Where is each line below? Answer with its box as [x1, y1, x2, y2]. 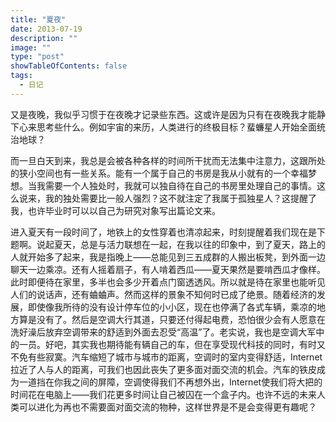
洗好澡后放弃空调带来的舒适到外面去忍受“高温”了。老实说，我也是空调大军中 [10, 326, 325, 338]
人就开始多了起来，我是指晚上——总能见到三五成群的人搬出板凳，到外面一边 [10, 251, 326, 263]
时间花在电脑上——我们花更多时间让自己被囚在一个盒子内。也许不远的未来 [10, 388, 317, 400]
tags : [10, 71, 33, 81]
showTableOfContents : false [10, 61, 128, 71]
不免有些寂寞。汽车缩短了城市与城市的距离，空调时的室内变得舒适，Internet [10, 351, 323, 363]
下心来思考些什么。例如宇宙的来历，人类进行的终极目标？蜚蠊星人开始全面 [10, 121, 317, 133]
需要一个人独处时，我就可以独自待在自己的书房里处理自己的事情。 [44, 179, 317, 191]
